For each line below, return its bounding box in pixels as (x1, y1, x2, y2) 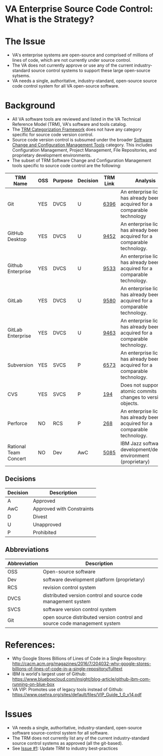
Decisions (5, 475, 36, 483)
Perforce (7, 420, 28, 427)
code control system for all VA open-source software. (12, 83, 120, 89)
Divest (33, 513, 48, 520)
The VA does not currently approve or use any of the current (12, 62, 133, 69)
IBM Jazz (120, 440, 142, 447)
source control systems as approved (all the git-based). (12, 740, 123, 746)
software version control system (43, 606, 116, 613)
